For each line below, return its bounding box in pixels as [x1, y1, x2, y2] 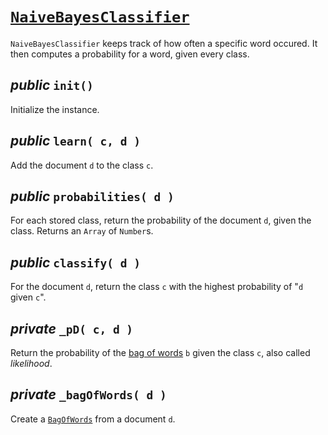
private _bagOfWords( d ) [10, 386, 167, 403]
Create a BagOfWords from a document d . [10, 413, 176, 425]
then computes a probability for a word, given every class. [10, 48, 250, 60]
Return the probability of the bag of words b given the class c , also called [10, 347, 311, 358]
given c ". [10, 291, 47, 303]
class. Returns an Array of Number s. [10, 225, 154, 237]
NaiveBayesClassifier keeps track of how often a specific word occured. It [10, 37, 318, 49]
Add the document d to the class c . [10, 159, 154, 171]
